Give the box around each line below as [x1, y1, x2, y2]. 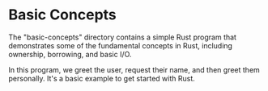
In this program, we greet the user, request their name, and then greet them [8, 64, 261, 74]
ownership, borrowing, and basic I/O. [8, 49, 132, 59]
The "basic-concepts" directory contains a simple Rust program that [8, 32, 237, 42]
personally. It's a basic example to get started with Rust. [8, 73, 196, 83]
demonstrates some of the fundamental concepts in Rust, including [8, 40, 233, 50]
